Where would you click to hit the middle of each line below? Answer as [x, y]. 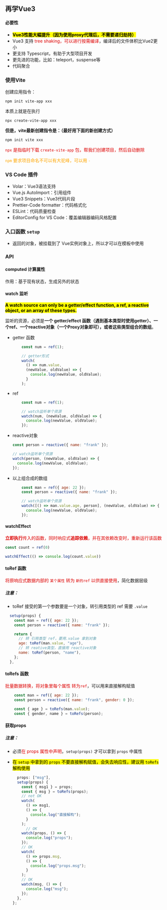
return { [23, 634]
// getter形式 [35, 356]
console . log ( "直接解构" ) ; [56, 815]
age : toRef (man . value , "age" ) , [51, 643]
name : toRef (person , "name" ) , [49, 653]
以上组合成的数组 [30, 478]
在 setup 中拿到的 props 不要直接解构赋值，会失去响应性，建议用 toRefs [85, 762]
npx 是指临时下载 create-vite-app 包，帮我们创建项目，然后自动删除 [75, 150]
